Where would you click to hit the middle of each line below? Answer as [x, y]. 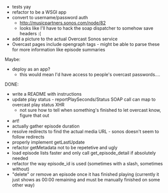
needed [20, 158]
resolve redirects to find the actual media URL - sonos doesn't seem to [86, 132]
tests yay [21, 7]
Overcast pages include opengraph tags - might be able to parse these [86, 44]
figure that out [34, 115]
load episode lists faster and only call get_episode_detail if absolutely [84, 153]
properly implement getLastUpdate [48, 142]
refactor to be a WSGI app [39, 12]
